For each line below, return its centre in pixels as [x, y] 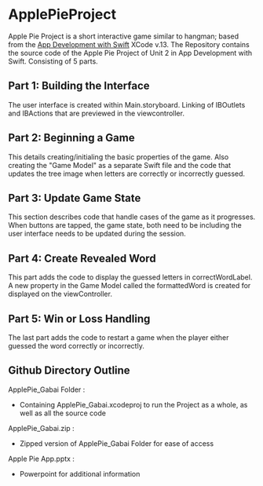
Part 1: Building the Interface [79, 86]
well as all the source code [62, 413]
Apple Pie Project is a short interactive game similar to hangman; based [124, 36]
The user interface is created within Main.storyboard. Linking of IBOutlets [127, 104]
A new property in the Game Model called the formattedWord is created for [130, 286]
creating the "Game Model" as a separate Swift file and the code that [120, 165]
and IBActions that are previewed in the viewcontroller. [96, 113]
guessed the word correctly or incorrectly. [77, 346]
